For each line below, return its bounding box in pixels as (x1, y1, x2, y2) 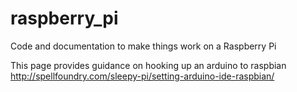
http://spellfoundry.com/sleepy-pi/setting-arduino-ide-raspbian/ (10, 70, 275, 82)
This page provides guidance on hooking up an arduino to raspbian (10, 59, 287, 71)
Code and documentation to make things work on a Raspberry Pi (10, 40, 277, 52)
